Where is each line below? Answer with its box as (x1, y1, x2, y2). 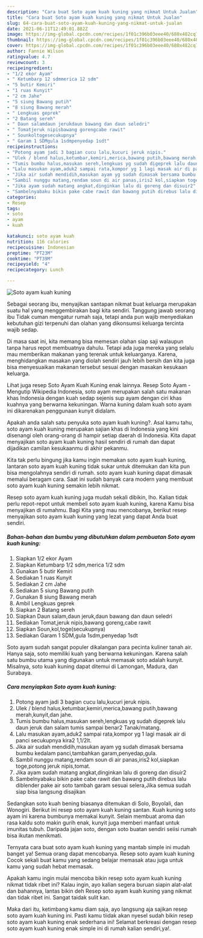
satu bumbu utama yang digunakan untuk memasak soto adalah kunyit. (7, 656, 184, 663)
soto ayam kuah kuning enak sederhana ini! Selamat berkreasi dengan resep (7, 918, 197, 925)
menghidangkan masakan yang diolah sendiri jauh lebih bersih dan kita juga (7, 357, 195, 364)
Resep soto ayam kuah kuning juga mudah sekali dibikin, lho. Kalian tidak (7, 493, 189, 501)
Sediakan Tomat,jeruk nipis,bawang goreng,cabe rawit (15, 618, 151, 626)
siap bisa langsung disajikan (15, 788, 86, 795)
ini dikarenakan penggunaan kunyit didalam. (7, 407, 116, 414)
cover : (7, 43, 23, 49)
